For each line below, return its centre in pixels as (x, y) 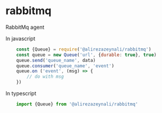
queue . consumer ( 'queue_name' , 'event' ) (65, 66)
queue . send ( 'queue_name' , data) (56, 60)
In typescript (21, 94)
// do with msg (46, 77)
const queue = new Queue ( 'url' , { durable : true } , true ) (87, 55)
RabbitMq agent (25, 27)
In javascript (21, 38)
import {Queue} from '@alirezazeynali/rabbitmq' (77, 104)
